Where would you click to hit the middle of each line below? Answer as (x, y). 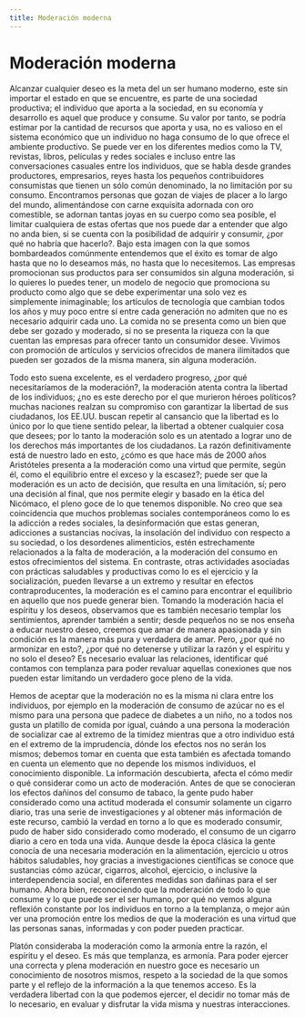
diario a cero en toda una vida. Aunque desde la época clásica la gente (142, 841)
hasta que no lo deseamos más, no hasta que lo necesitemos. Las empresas (152, 263)
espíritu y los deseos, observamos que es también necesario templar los (146, 610)
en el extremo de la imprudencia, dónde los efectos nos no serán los (138, 743)
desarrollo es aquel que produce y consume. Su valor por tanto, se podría (148, 117)
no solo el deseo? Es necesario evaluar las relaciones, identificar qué (139, 659)
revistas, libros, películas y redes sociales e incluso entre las (122, 156)
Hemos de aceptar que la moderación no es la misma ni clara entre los (142, 695)
